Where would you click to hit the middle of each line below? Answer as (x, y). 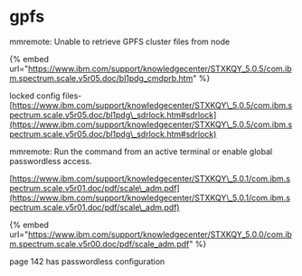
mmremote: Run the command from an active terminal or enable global (141, 152)
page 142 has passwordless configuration (87, 261)
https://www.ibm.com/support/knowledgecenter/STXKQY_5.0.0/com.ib (160, 234)
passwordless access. (51, 161)
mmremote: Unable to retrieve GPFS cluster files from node (120, 41)
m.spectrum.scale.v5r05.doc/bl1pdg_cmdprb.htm (101, 78)
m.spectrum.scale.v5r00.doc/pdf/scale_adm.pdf (99, 244)
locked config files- (46, 96)
